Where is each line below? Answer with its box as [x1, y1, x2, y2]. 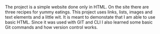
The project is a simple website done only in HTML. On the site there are [5, 4, 149, 10]
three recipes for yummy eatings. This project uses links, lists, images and [5, 9, 153, 15]
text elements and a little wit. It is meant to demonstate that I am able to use [5, 14, 156, 20]
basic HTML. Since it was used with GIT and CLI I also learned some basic [5, 19, 153, 25]
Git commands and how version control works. [5, 24, 98, 30]
